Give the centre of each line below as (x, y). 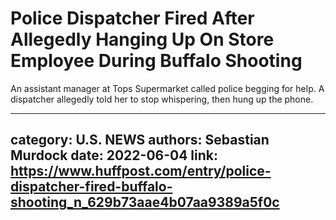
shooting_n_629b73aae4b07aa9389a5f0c (145, 202)
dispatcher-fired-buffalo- (91, 187)
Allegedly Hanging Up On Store (142, 39)
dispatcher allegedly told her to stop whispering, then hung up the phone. (162, 99)
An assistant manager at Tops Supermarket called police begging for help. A (167, 88)
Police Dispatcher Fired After (132, 18)
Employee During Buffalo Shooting (156, 61)
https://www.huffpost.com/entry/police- (141, 171)
